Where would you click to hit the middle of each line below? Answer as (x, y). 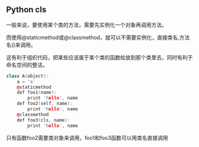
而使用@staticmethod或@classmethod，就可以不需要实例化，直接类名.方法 (98, 37)
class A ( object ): (28, 76)
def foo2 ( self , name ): (45, 104)
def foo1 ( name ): (37, 92)
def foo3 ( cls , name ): (43, 120)
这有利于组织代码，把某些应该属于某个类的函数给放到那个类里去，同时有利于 (99, 57)
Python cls (26, 10)
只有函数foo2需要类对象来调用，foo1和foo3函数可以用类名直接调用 (87, 138)
